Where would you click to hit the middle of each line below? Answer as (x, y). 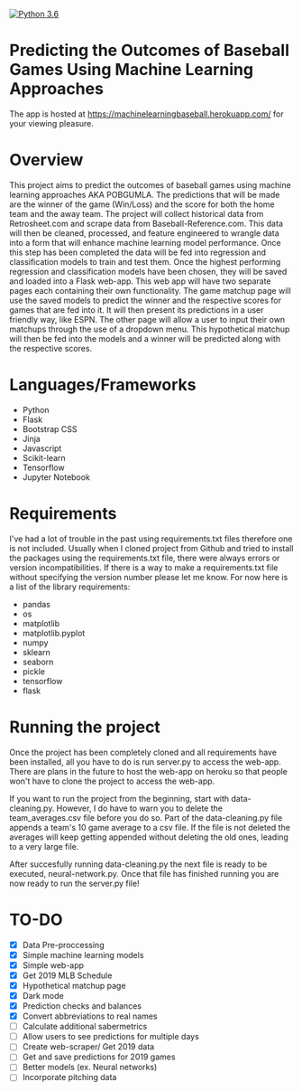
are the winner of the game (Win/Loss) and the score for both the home (142, 204)
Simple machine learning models (83, 955)
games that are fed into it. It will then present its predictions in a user (137, 310)
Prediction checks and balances (82, 1006)
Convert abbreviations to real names (90, 1016)
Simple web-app (53, 965)
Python (36, 409)
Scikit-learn (44, 457)
